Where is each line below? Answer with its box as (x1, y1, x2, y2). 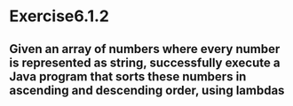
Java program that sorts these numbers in (9, 69, 247, 84)
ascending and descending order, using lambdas (9, 82, 285, 98)
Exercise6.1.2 (9, 6, 109, 26)
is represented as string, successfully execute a (9, 55, 281, 70)
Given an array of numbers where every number (9, 42, 281, 57)
